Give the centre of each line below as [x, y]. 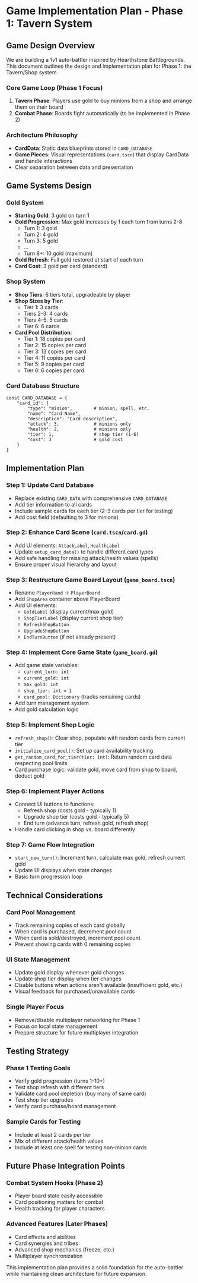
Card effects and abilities [45, 1237]
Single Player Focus [35, 1007]
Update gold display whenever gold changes [69, 973]
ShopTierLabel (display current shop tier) [73, 618]
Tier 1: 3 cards [41, 307]
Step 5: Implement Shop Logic [50, 725]
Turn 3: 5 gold [41, 241]
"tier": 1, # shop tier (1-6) [83, 434]
